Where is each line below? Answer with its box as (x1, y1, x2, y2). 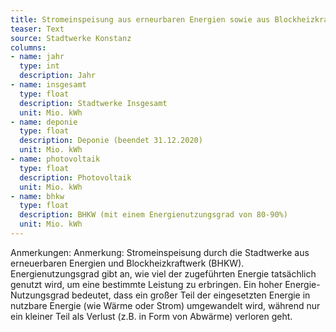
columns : (10, 42, 47, 53)
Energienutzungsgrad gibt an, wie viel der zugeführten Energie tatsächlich (10, 267, 317, 280)
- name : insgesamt (10, 80, 87, 90)
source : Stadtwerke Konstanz (10, 33, 132, 43)
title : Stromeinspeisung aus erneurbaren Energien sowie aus (10, 14, 271, 25)
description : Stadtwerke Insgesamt (19, 98, 168, 108)
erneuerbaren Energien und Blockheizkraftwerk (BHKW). (10, 257, 245, 269)
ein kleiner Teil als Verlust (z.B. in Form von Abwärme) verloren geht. (10, 310, 293, 322)
